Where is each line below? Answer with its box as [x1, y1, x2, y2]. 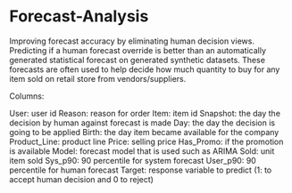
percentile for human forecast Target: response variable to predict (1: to [9, 165, 272, 175]
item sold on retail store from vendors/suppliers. [9, 73, 187, 84]
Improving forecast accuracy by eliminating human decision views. [9, 36, 254, 46]
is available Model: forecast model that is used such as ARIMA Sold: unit [9, 145, 275, 157]
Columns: [9, 91, 45, 101]
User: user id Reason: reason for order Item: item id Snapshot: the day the [9, 108, 281, 118]
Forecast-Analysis [9, 6, 149, 27]
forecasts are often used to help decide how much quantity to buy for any [9, 64, 280, 75]
